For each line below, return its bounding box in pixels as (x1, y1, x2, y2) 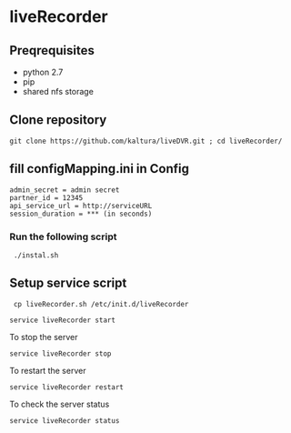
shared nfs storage (22, 86, 94, 96)
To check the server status (9, 398, 110, 409)
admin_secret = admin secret (9, 185, 120, 195)
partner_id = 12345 (9, 193, 84, 202)
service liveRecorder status (9, 416, 120, 425)
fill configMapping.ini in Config (9, 161, 189, 176)
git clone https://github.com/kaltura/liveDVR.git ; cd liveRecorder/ (9, 136, 283, 146)
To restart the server (9, 365, 86, 376)
